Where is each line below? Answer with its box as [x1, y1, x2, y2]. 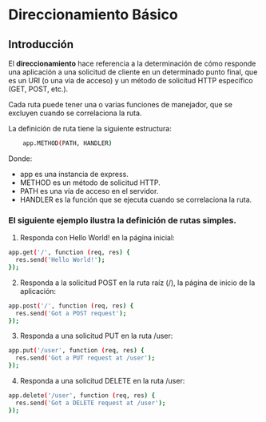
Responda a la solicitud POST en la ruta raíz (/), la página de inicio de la [19, 278, 256, 287]
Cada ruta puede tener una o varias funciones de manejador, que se [8, 100, 233, 109]
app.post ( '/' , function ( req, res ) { [8, 302, 134, 310]
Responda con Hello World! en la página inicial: [19, 233, 175, 243]
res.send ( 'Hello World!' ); [15, 256, 105, 264]
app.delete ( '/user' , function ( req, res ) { [8, 392, 156, 400]
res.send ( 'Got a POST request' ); [15, 309, 127, 317]
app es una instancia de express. [19, 169, 129, 179]
